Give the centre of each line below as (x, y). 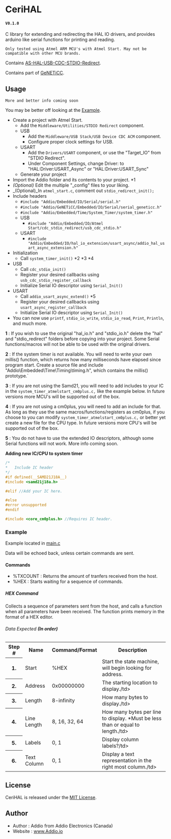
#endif (12, 510)
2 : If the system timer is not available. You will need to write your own (79, 354)
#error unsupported (26, 505)
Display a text (118, 754)
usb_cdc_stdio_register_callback (56, 281)
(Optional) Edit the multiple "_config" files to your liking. (71, 185)
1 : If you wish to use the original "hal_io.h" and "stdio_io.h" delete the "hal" (84, 334)
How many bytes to (125, 697)
